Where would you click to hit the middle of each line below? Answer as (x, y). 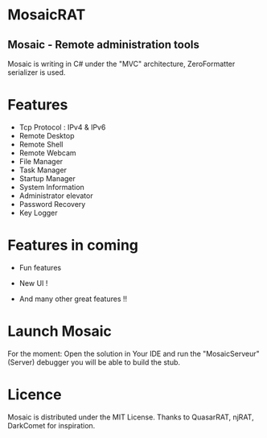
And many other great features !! (73, 299)
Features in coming (73, 245)
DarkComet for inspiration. (51, 425)
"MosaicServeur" (231, 353)
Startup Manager (47, 178)
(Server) (21, 362)
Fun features (40, 267)
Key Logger (38, 213)
